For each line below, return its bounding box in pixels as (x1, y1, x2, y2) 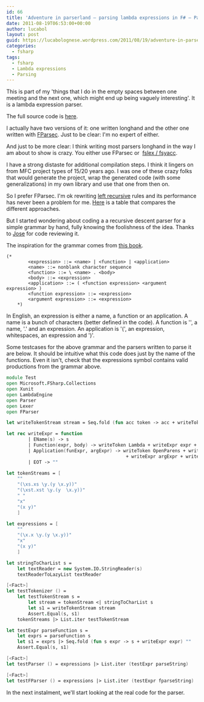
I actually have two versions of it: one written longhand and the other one (6, 124, 189, 132)
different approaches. (6, 205, 61, 213)
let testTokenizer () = (6, 588, 67, 594)
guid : (6, 37, 20, 43)
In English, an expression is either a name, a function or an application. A (6, 312, 188, 320)
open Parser (6, 397, 36, 403)
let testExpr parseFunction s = (6, 627, 88, 634)
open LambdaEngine (6, 391, 53, 398)
